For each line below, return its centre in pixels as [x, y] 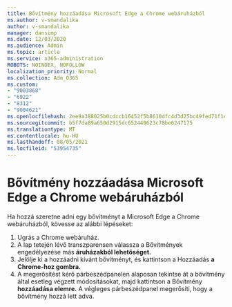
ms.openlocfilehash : [37, 116]
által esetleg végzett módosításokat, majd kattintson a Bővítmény [109, 281]
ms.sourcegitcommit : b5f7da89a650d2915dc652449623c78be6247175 [100, 123]
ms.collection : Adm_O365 [43, 78]
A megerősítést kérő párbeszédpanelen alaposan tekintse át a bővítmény [121, 274]
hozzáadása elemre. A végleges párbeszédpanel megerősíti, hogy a [115, 288]
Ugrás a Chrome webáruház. [58, 237]
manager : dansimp [32, 33]
